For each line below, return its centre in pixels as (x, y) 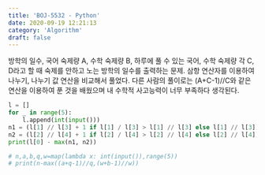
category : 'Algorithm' (45, 30)
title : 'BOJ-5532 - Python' (54, 15)
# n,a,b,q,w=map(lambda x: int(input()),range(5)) (93, 156)
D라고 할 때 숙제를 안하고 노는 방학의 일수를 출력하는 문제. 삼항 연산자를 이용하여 (131, 71)
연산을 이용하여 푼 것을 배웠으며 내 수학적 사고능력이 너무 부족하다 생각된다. (124, 91)
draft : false (30, 37)
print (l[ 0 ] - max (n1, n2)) (52, 142)
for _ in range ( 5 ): (40, 113)
